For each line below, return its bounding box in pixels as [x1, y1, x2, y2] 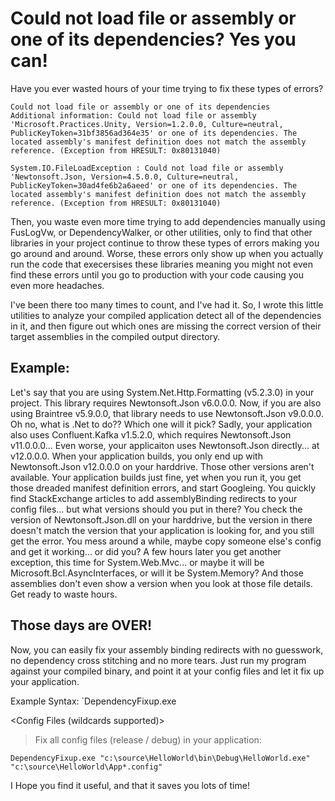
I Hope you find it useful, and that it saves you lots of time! [10, 779, 250, 791]
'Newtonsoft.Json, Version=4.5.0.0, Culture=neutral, [10, 172, 240, 182]
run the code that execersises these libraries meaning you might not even [10, 258, 313, 270]
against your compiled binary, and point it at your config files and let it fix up [10, 665, 325, 677]
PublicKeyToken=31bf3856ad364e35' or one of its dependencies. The [10, 128, 298, 138]
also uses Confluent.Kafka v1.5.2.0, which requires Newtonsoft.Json [10, 428, 292, 441]
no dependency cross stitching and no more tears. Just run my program [10, 654, 307, 666]
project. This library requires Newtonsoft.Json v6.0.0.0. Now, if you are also [10, 397, 322, 409]
